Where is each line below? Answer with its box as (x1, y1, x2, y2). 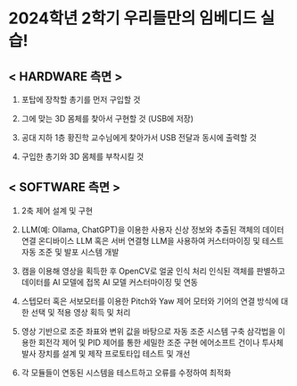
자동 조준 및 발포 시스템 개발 (21, 247, 120, 257)
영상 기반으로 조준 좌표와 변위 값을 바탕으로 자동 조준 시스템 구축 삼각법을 (21, 325, 276, 336)
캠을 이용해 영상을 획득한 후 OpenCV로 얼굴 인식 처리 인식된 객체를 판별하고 (21, 265, 286, 276)
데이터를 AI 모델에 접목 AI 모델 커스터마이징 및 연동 (21, 276, 198, 287)
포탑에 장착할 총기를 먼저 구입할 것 (21, 95, 141, 105)
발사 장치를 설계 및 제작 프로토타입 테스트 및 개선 (21, 348, 191, 358)
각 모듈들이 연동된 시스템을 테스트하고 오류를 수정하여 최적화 (21, 367, 232, 378)
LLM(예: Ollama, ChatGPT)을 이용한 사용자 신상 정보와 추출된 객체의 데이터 (21, 224, 285, 235)
